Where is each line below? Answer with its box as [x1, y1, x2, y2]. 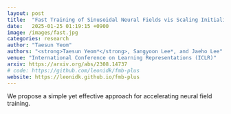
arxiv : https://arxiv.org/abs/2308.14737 [7, 61, 128, 68]
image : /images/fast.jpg [7, 29, 78, 36]
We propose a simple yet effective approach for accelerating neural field [7, 92, 212, 100]
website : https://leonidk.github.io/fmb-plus [7, 73, 140, 81]
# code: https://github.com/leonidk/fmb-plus [7, 67, 140, 74]
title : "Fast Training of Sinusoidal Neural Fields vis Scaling [7, 16, 198, 23]
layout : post [7, 10, 45, 17]
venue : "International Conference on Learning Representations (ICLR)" [7, 55, 217, 61]
